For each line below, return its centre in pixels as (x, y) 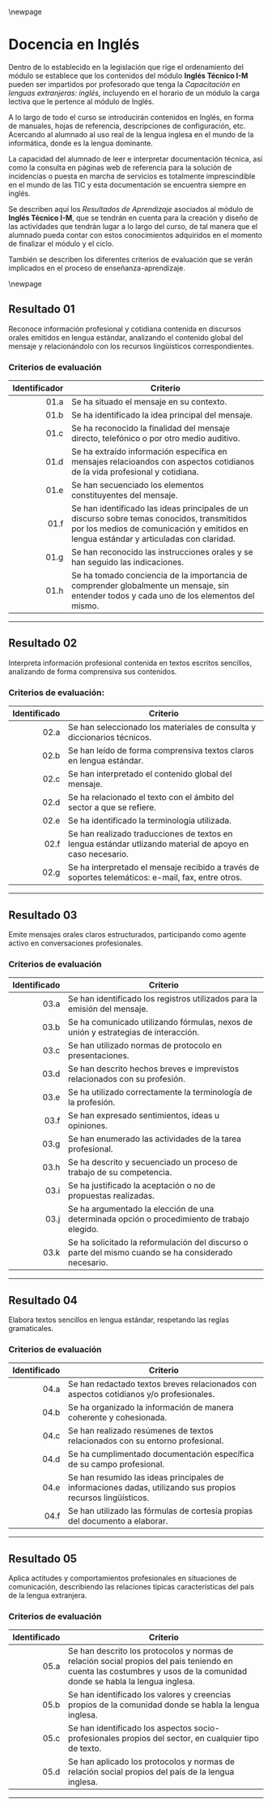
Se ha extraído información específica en (149, 452)
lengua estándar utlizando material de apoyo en (158, 844)
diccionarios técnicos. (110, 737)
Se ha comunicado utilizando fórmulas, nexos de (160, 1022)
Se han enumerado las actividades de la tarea (154, 1139)
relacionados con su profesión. (127, 1079)
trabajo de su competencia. (120, 1173)
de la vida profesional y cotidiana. (135, 472)
